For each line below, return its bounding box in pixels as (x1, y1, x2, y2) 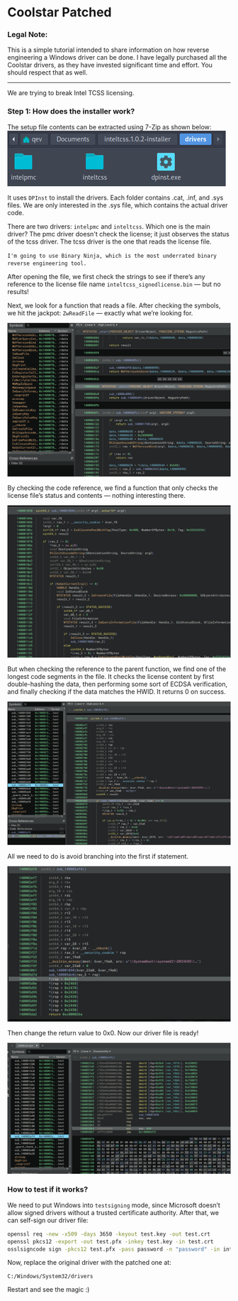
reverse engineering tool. (7, 260, 87, 267)
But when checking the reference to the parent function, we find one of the (7, 665, 227, 673)
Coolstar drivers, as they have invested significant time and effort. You (7, 61, 212, 70)
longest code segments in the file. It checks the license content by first (7, 673, 215, 681)
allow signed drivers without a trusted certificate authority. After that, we (7, 1208, 220, 1216)
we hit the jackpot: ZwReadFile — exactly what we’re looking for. (7, 308, 193, 317)
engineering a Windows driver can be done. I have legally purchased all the (7, 53, 227, 62)
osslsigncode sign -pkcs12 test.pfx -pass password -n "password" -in (7, 1246, 220, 1253)
